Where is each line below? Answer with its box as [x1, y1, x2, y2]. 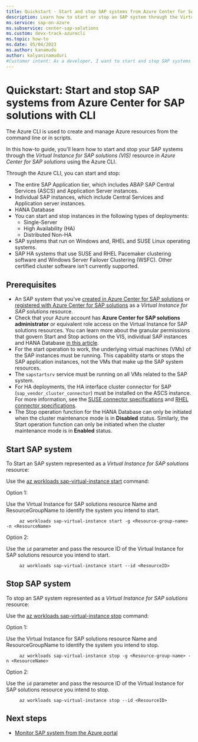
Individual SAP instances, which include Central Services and [14, 194, 164, 201]
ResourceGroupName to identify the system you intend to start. [6, 507, 160, 514]
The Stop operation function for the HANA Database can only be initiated [14, 408, 192, 416]
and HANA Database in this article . [14, 339, 99, 347]
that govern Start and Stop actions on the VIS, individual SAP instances [14, 333, 187, 340]
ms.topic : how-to [6, 36, 49, 42]
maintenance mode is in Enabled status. [14, 427, 113, 434]
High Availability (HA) [23, 225, 75, 232]
